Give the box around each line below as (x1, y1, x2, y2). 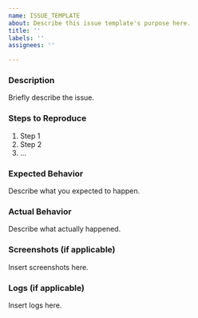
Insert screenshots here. (8, 262, 89, 272)
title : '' (8, 26, 42, 34)
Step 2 (19, 139, 42, 149)
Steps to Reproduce (8, 113, 87, 124)
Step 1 (19, 131, 41, 141)
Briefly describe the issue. (8, 93, 94, 102)
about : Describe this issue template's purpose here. (8, 19, 192, 27)
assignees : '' (8, 42, 56, 50)
